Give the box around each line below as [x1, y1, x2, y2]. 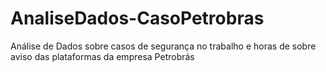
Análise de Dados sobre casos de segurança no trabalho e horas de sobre [10, 40, 317, 52]
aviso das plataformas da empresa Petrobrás [10, 50, 195, 62]
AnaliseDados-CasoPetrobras [10, 7, 265, 30]
